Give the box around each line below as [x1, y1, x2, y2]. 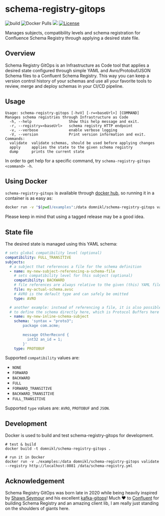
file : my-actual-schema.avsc [14, 287, 74, 292]
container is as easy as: [5, 195, 53, 201]
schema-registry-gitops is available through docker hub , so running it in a [5, 190, 155, 196]
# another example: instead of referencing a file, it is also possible [9, 305, 162, 310]
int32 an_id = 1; [27, 337, 63, 342]
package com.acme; [23, 323, 60, 328]
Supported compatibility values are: [5, 355, 80, 361]
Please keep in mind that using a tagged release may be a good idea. [5, 214, 145, 219]
